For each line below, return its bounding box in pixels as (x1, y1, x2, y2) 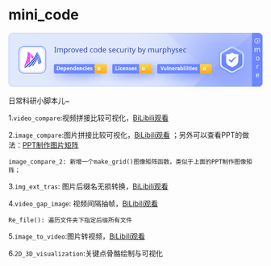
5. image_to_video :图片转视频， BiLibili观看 (8, 231, 145, 241)
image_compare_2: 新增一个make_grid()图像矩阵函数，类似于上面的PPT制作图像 (8, 158, 247, 166)
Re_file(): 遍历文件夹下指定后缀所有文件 (8, 216, 133, 225)
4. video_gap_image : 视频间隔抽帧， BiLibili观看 (8, 199, 159, 209)
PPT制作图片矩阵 (23, 140, 79, 150)
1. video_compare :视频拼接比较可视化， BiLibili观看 (8, 113, 169, 123)
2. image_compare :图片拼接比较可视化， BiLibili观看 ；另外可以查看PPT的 (8, 131, 243, 140)
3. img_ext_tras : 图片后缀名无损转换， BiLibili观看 (8, 181, 169, 191)
